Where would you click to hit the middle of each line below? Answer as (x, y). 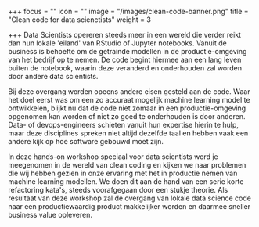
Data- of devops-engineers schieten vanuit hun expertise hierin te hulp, (123, 125)
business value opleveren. (50, 215)
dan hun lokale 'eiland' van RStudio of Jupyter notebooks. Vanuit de (117, 43)
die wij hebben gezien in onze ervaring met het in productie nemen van (123, 173)
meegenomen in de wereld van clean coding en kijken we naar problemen (127, 165)
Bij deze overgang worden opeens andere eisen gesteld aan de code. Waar (129, 92)
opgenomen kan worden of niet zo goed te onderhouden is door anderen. (127, 116)
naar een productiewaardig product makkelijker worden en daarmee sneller (129, 206)
